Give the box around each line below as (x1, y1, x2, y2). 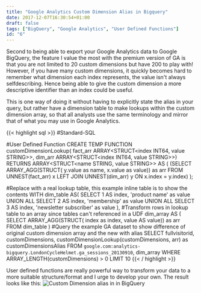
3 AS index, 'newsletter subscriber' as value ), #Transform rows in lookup (6, 204, 188, 211)
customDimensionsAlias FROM (6, 242, 83, 250)
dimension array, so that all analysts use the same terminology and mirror (6, 111, 188, 118)
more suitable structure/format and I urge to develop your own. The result (6, 273, 189, 281)
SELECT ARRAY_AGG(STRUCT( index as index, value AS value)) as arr (6, 217, 181, 224)
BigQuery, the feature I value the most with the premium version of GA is (6, 54, 186, 62)
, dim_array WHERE (132, 249, 181, 256)
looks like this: (6, 280, 42, 287)
